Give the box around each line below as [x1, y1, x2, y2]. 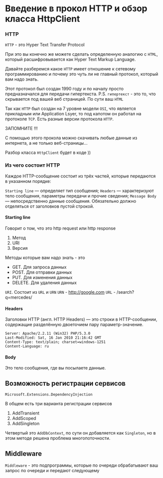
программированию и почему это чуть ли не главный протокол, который [5, 71, 159, 77]
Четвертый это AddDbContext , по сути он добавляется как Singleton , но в [5, 430, 156, 436]
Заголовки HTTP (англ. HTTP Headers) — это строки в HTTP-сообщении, [5, 316, 158, 323]
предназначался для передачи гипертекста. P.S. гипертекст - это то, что [5, 91, 156, 97]
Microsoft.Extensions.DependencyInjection [5, 392, 93, 397]
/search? [116, 289, 134, 295]
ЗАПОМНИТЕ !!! [5, 126, 38, 131]
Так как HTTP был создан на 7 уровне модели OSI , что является [5, 106, 136, 111]
